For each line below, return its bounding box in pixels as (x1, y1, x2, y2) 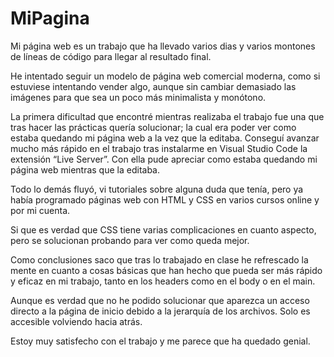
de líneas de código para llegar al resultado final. (10, 50, 212, 62)
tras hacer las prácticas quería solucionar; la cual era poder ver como (10, 121, 297, 133)
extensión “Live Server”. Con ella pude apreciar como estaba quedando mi (10, 153, 318, 165)
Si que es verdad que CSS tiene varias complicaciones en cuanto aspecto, (10, 223, 317, 236)
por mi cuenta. (10, 204, 71, 216)
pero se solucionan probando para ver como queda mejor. (10, 234, 250, 246)
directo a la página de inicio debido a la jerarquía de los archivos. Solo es (10, 305, 311, 317)
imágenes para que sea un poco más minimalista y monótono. (10, 91, 267, 103)
